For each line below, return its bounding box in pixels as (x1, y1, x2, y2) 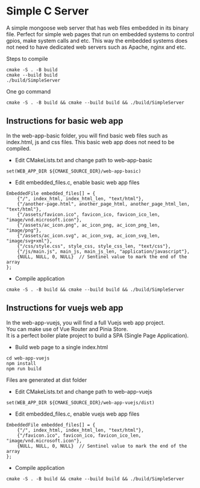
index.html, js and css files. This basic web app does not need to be (6, 138, 175, 145)
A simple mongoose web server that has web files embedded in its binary (6, 24, 189, 31)
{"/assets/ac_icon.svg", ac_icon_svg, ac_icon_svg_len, (17, 232, 161, 239)
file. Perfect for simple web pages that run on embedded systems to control (6, 30, 195, 37)
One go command (6, 87, 51, 95)
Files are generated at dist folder (6, 376, 87, 384)
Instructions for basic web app (6, 116, 123, 126)
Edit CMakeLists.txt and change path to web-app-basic (14, 156, 152, 163)
